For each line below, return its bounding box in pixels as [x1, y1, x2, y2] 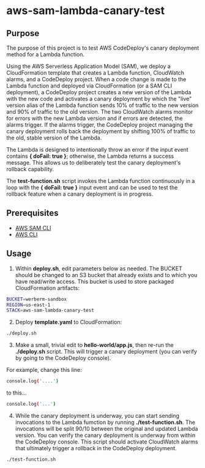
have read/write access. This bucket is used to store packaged [15, 278, 174, 285]
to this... [6, 389, 27, 396]
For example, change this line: [6, 366, 82, 374]
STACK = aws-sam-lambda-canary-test [6, 307, 95, 314]
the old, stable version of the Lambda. [6, 134, 102, 141]
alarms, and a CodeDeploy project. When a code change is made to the [6, 76, 187, 83]
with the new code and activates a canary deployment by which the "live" [6, 95, 192, 102]
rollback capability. [6, 166, 54, 173]
